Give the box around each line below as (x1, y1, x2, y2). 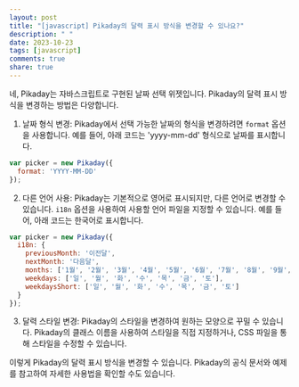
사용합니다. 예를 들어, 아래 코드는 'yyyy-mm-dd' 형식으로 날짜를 (31, 129, 255, 140)
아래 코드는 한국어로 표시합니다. (34, 215, 144, 226)
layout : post (9, 12, 58, 22)
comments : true (9, 54, 66, 63)
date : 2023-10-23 (9, 37, 74, 47)
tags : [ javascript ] (9, 46, 82, 55)
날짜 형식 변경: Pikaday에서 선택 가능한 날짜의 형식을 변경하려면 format (21, 118, 270, 129)
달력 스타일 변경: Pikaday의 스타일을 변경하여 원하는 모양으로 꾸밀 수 (21, 316, 261, 326)
